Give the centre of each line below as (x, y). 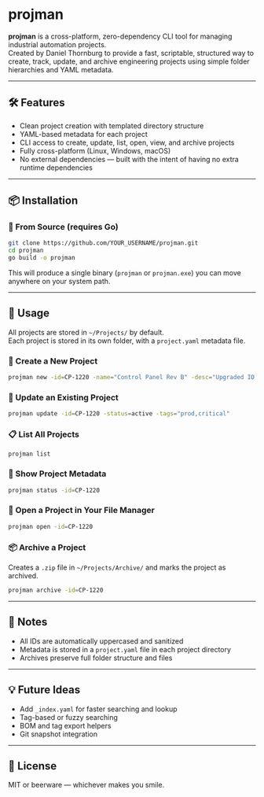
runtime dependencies (56, 168)
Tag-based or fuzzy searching (68, 717)
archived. (23, 576)
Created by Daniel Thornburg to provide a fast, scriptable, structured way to (131, 53)
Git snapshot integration (59, 734)
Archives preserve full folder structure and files (96, 658)
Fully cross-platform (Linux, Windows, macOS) (95, 150)
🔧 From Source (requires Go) (64, 227)
